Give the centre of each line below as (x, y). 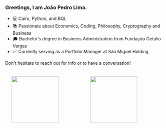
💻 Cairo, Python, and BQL (39, 18)
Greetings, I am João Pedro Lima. (46, 7)
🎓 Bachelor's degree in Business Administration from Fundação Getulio (86, 39)
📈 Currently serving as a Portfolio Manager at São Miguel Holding (80, 52)
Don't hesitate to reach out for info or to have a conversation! (68, 63)
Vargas (20, 46)
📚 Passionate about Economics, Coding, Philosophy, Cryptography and (86, 26)
